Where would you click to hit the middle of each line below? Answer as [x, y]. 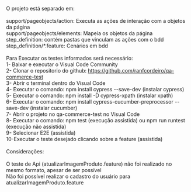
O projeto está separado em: [40, 8]
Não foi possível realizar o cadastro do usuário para [68, 176]
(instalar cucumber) [54, 108]
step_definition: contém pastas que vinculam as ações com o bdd [85, 40]
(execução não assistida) [36, 126]
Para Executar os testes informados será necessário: [70, 58]
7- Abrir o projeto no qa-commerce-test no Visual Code [73, 114]
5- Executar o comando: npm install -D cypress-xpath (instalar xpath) [90, 95]
